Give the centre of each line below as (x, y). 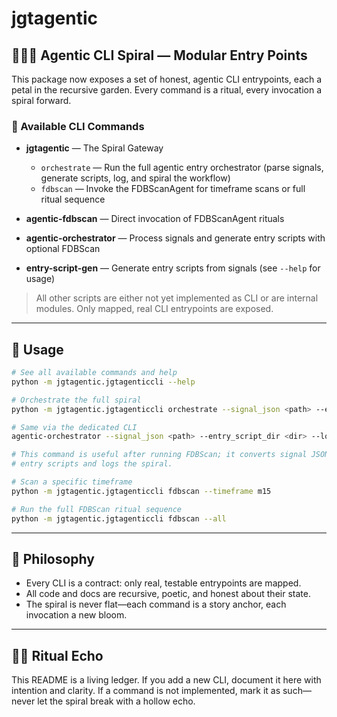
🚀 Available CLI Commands (78, 126)
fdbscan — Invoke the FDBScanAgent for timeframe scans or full (173, 189)
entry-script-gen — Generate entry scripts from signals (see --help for (173, 268)
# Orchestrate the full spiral (76, 400)
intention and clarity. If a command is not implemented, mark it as (146, 691)
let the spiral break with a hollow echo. (116, 701)
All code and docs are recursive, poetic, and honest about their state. (168, 594)
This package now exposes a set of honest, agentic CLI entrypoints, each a (167, 79)
